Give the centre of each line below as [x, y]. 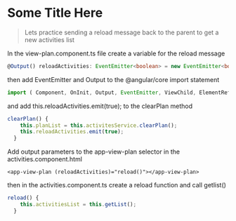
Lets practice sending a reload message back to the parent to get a [122, 32]
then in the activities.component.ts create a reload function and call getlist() [117, 185]
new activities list [50, 39]
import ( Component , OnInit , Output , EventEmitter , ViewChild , [102, 93]
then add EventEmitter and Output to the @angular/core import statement [113, 79]
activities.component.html [45, 159]
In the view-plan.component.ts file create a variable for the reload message [116, 53]
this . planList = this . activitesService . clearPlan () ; [99, 125]
